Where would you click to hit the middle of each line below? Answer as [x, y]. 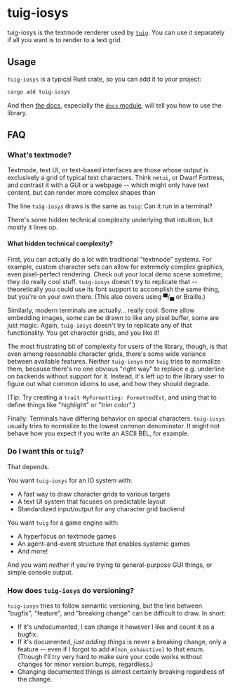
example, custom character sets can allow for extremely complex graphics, [116, 267]
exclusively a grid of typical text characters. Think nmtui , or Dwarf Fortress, [116, 178]
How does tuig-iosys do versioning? [71, 590]
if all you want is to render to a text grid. [65, 39]
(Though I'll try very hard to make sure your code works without [109, 657]
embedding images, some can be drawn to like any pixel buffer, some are [113, 317]
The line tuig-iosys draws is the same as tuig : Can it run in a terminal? [110, 206]
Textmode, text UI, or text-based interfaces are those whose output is [108, 170]
